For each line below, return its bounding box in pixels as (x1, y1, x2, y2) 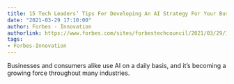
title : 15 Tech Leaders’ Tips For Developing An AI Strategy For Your (7, 10, 217, 17)
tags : (7, 36, 23, 43)
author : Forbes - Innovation (7, 23, 92, 30)
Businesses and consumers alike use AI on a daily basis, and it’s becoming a (7, 62, 226, 69)
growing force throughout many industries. (7, 69, 130, 77)
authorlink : (7, 29, 42, 37)
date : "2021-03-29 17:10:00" (7, 17, 92, 24)
